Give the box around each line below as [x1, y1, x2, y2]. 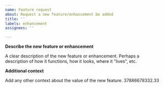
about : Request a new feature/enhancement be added [5, 12, 113, 17]
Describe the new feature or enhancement [5, 44, 94, 49]
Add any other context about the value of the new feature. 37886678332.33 [5, 78, 159, 84]
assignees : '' [5, 26, 34, 31]
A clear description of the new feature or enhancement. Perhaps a [5, 53, 139, 59]
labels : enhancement [5, 21, 48, 26]
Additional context [5, 68, 44, 74]
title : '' [5, 16, 26, 21]
